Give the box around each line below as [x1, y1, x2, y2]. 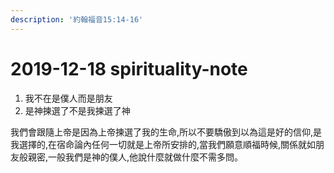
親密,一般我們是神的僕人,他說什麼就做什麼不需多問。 [27, 151, 244, 163]
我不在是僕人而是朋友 [24, 92, 113, 104]
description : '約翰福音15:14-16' [10, 14, 144, 25]
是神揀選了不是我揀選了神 [24, 104, 131, 116]
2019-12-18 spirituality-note [10, 57, 248, 80]
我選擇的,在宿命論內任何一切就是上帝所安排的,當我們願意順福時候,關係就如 [10, 138, 317, 150]
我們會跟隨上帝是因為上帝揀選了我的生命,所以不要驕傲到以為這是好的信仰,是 [10, 126, 323, 138]
